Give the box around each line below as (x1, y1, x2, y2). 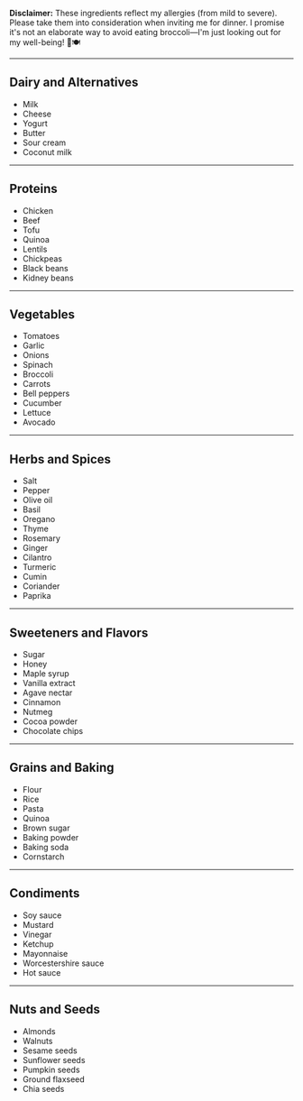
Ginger (22, 543, 48, 554)
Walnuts (22, 1035, 53, 1046)
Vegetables (9, 307, 75, 323)
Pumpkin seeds (22, 1064, 80, 1075)
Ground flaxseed (22, 1073, 86, 1085)
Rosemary (22, 533, 61, 544)
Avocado (22, 417, 56, 427)
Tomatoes (22, 331, 60, 342)
